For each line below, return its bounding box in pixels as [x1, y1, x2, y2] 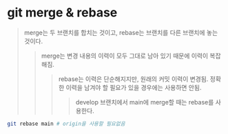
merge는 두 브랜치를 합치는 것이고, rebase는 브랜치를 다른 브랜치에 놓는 [23, 28, 218, 36]
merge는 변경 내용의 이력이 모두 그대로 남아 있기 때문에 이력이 [41, 52, 209, 60]
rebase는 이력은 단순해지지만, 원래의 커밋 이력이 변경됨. [58, 74, 209, 83]
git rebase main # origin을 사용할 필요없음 [7, 120, 125, 127]
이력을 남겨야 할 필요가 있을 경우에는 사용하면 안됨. [65, 83, 202, 91]
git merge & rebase [7, 5, 118, 21]
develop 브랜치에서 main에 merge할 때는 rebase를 [75, 98, 214, 106]
